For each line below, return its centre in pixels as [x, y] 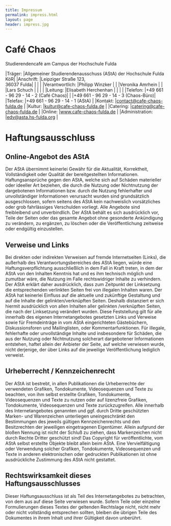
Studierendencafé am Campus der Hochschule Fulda [61, 64]
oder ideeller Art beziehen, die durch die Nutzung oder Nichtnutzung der [82, 185]
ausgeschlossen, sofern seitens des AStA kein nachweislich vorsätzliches [83, 202]
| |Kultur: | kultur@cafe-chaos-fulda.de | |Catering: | [78, 106]
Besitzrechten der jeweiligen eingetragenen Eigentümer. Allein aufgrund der [85, 427]
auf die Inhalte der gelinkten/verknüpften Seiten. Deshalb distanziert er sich [85, 301]
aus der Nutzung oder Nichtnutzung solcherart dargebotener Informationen [85, 339]
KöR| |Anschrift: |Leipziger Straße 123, [45, 79]
